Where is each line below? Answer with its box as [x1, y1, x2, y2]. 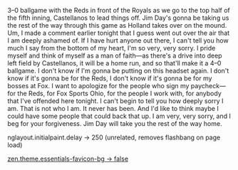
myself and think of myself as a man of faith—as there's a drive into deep [7, 51, 222, 60]
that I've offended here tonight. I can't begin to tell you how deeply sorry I [7, 97, 224, 105]
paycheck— [190, 82, 226, 90]
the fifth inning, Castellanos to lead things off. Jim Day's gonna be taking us [7, 14, 229, 22]
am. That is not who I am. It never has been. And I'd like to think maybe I [7, 105, 219, 112]
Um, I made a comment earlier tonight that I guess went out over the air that [7, 28, 230, 37]
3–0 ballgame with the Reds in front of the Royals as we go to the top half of [7, 6, 230, 14]
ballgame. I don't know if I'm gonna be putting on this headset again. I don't [7, 67, 229, 75]
